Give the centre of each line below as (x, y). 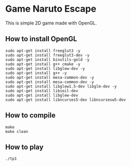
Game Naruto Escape (51, 9)
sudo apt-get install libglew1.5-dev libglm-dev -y (61, 86)
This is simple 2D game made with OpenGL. (51, 23)
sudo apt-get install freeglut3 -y (43, 51)
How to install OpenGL (41, 39)
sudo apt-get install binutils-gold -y (47, 60)
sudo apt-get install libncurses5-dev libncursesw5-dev (65, 100)
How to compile (30, 115)
